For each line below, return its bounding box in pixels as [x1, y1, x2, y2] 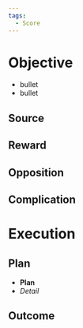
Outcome [8, 309, 55, 323]
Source [8, 111, 45, 124]
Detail [19, 287, 40, 295]
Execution [8, 225, 76, 243]
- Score [15, 19, 41, 27]
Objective [8, 53, 74, 72]
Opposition [8, 165, 65, 180]
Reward [8, 139, 47, 152]
